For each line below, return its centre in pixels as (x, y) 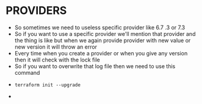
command (27, 72)
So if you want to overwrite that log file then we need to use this (95, 66)
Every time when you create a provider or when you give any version (101, 53)
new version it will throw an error (56, 47)
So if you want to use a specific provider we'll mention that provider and (105, 33)
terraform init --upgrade (47, 85)
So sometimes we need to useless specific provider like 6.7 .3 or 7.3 (100, 27)
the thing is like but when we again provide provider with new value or (103, 40)
